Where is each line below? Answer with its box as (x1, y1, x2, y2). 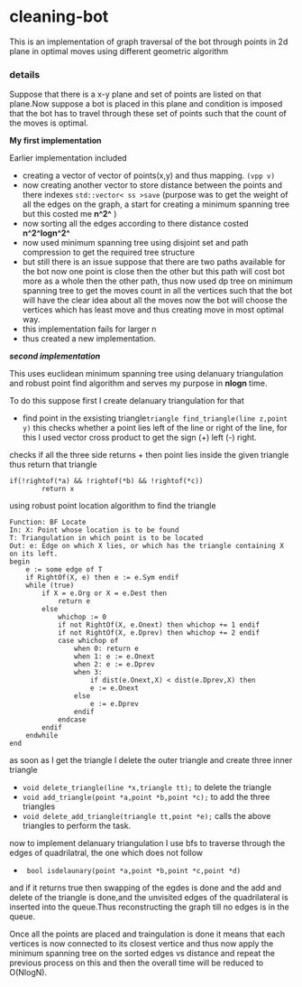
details (9, 68, 41, 80)
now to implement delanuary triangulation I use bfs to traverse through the (9, 838, 286, 849)
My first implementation (9, 135, 102, 146)
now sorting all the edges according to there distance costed (22, 219, 250, 229)
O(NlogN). (9, 967, 48, 978)
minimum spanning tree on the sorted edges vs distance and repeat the (9, 948, 275, 959)
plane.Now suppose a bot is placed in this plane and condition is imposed (9, 98, 283, 109)
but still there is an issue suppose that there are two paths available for (22, 256, 286, 267)
